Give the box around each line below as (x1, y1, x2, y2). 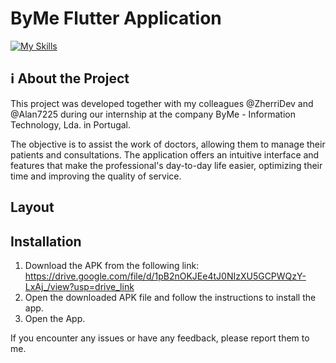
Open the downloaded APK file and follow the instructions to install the (24, 291, 317, 303)
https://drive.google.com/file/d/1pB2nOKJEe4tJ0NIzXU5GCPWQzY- (24, 270, 307, 282)
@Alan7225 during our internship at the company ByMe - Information (10, 108, 296, 120)
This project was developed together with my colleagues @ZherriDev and (10, 97, 314, 109)
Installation (10, 233, 82, 250)
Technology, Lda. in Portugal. (10, 118, 132, 131)
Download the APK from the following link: (24, 259, 200, 271)
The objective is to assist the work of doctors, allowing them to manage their (10, 138, 326, 150)
